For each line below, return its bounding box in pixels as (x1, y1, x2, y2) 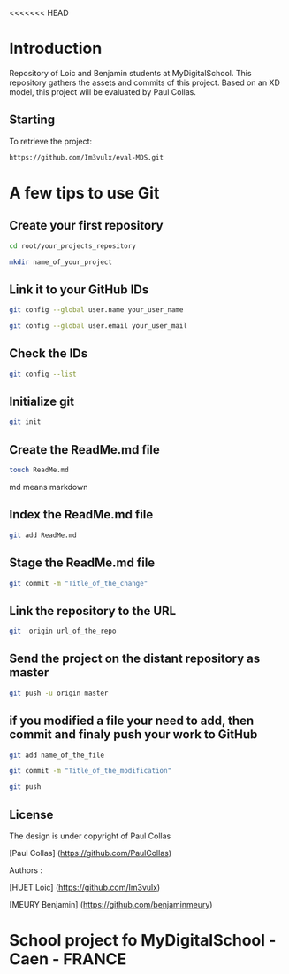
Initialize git (9, 394, 75, 409)
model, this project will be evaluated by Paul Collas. (9, 86, 197, 97)
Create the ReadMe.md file (9, 442, 161, 457)
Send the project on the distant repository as (9, 651, 261, 666)
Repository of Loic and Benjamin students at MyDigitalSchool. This (9, 67, 252, 78)
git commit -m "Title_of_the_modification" (9, 767, 172, 775)
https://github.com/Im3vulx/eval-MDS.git (9, 152, 164, 162)
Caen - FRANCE (9, 949, 127, 970)
